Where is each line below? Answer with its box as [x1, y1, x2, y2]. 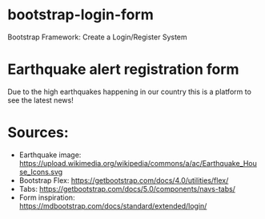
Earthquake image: [18, 150, 82, 160]
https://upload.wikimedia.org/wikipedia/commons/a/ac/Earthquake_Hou [18, 158, 257, 168]
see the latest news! [7, 95, 74, 105]
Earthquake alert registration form [7, 60, 239, 79]
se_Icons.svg [18, 167, 63, 176]
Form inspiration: [18, 193, 75, 202]
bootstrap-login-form [7, 6, 154, 24]
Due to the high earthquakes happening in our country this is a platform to [7, 87, 251, 96]
